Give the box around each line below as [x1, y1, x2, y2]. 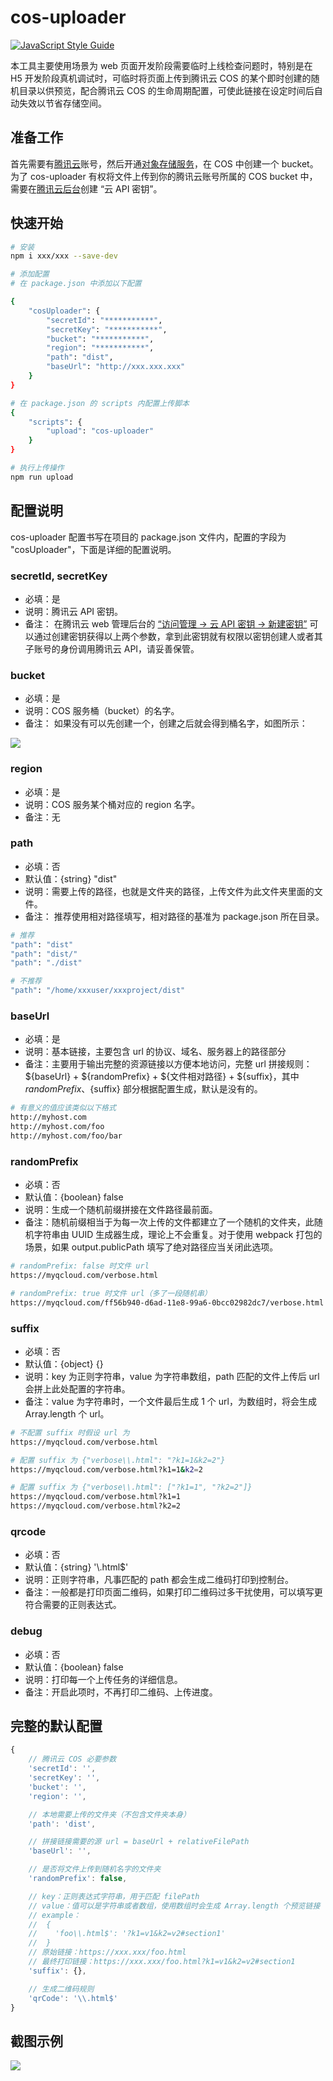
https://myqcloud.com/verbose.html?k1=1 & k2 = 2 [10, 1464, 203, 1475]
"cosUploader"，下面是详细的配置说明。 [10, 543, 177, 555]
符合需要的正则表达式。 [24, 1599, 122, 1611]
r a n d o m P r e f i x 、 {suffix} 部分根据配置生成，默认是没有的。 [24, 1083, 263, 1095]
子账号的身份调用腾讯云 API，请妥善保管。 [24, 642, 200, 655]
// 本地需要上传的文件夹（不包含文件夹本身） [28, 1809, 191, 1820]
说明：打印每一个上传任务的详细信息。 [24, 1673, 183, 1685]
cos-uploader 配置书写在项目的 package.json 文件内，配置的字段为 [10, 531, 287, 543]
